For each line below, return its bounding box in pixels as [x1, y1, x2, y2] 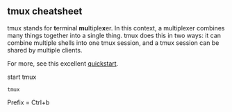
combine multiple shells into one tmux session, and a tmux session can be [7, 38, 219, 47]
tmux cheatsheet [7, 6, 83, 17]
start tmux [7, 73, 37, 81]
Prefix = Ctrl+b [7, 98, 50, 106]
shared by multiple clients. [7, 46, 83, 54]
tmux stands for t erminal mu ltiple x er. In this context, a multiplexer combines [7, 24, 225, 32]
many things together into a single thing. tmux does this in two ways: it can [7, 31, 221, 39]
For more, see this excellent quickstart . [7, 59, 119, 68]
